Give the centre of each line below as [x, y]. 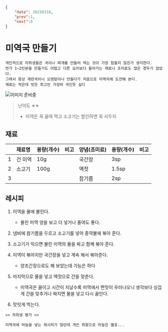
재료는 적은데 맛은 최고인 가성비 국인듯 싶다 [45, 85]
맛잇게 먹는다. [26, 304]
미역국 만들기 [31, 48]
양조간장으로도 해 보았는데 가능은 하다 [58, 265]
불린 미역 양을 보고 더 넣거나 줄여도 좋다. [60, 222]
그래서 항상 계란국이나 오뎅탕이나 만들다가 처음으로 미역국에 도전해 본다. [71, 79]
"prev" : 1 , [25, 17]
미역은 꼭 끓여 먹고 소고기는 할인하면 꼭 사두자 [71, 117]
